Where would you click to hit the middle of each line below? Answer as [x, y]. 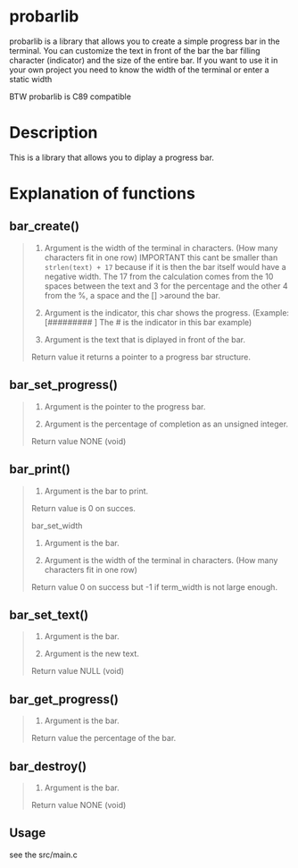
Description [54, 133]
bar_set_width [57, 526]
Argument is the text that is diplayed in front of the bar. [145, 339]
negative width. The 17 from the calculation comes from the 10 [159, 276]
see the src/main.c [43, 855]
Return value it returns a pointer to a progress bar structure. [141, 357]
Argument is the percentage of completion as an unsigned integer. [166, 424]
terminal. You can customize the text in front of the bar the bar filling [135, 50]
